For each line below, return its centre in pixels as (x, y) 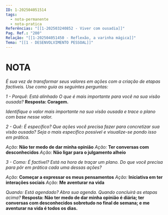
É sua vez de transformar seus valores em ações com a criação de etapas (83, 81)
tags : (11, 15)
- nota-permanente (30, 19)
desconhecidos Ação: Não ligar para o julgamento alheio (66, 152)
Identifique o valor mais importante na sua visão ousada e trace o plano (81, 112)
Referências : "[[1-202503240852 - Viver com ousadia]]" (65, 29)
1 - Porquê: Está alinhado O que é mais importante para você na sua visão (83, 96)
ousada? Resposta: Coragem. (37, 101)
